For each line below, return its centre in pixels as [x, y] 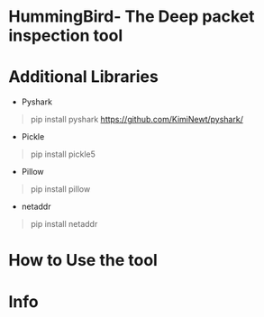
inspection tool [66, 36]
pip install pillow [60, 189]
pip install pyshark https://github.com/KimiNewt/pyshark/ [137, 120]
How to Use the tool [83, 261]
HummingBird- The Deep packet [132, 17]
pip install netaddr [64, 224]
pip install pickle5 [63, 154]
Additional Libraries [83, 77]
